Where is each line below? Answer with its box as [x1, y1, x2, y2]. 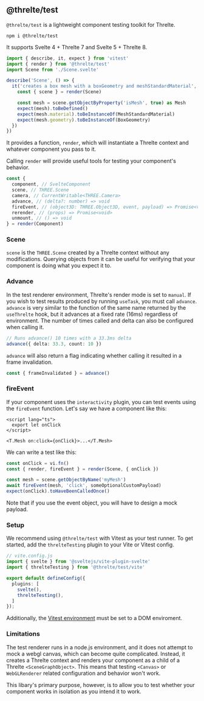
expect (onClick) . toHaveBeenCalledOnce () [6, 488, 110, 495]
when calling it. [6, 323, 44, 330]
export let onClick [12, 422, 61, 428]
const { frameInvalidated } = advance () [6, 370, 110, 376]
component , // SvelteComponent [12, 181, 91, 187]
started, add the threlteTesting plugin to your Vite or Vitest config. [6, 541, 174, 548]
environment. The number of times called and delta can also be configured [6, 316, 194, 324]
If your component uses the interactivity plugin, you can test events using [6, 398, 196, 405]
